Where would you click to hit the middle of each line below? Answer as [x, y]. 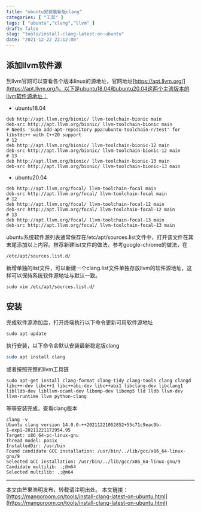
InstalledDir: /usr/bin [36, 446]
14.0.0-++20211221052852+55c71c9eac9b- [112, 425]
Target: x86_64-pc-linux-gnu [42, 435]
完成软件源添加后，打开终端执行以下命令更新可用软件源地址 [80, 322]
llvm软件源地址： [27, 96]
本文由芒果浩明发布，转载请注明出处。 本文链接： [67, 489]
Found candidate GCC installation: [51, 451]
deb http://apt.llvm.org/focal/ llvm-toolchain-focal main [81, 188]
